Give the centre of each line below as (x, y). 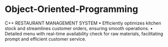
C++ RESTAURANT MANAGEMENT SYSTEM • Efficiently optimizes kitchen (83, 23)
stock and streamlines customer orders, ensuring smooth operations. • (79, 28)
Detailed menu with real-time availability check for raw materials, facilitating (84, 33)
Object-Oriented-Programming (71, 9)
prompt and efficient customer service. (46, 39)
